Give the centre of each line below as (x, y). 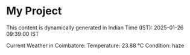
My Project (34, 11)
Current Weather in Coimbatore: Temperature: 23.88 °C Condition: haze (95, 45)
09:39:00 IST (23, 33)
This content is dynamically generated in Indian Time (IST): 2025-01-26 (95, 27)
